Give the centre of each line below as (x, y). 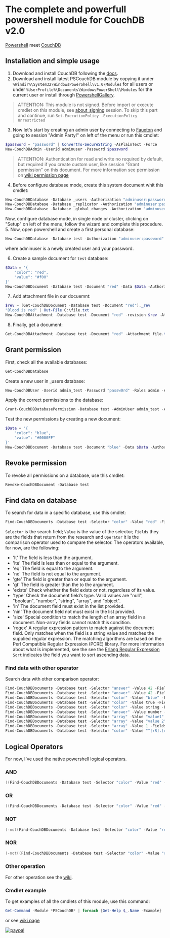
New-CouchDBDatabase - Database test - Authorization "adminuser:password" (85, 239)
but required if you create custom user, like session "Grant (78, 164)
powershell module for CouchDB (75, 20)
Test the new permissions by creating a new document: (63, 419)
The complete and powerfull (66, 9)
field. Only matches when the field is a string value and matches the (83, 633)
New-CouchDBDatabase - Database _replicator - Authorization (69, 204)
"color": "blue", (33, 433)
